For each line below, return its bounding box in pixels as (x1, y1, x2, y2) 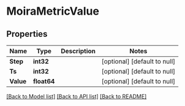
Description (61, 47, 96, 55)
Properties (6, 29, 48, 39)
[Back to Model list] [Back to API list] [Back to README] (6, 93, 147, 100)
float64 (32, 77, 55, 85)
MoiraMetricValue (6, 4, 100, 18)
